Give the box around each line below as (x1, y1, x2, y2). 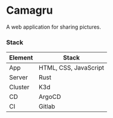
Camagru (6, 4, 54, 17)
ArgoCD (38, 93, 61, 101)
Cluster (9, 83, 30, 91)
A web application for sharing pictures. (6, 23, 101, 30)
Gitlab (38, 103, 55, 111)
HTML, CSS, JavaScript (38, 64, 104, 72)
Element (9, 54, 33, 62)
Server (9, 73, 28, 82)
